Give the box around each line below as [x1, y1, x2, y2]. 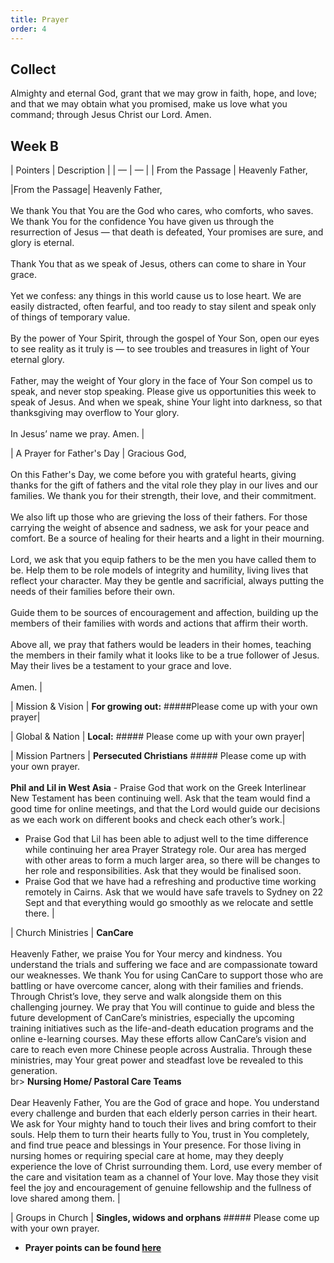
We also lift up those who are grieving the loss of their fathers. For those [10, 511, 308, 523]
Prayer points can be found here [24, 1242, 162, 1254]
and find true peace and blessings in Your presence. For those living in [10, 1139, 302, 1151]
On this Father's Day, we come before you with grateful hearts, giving [10, 469, 297, 481]
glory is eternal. [10, 237, 75, 249]
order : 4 [10, 24, 47, 34]
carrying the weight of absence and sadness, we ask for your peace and [10, 522, 310, 534]
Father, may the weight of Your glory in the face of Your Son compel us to [10, 375, 313, 387]
